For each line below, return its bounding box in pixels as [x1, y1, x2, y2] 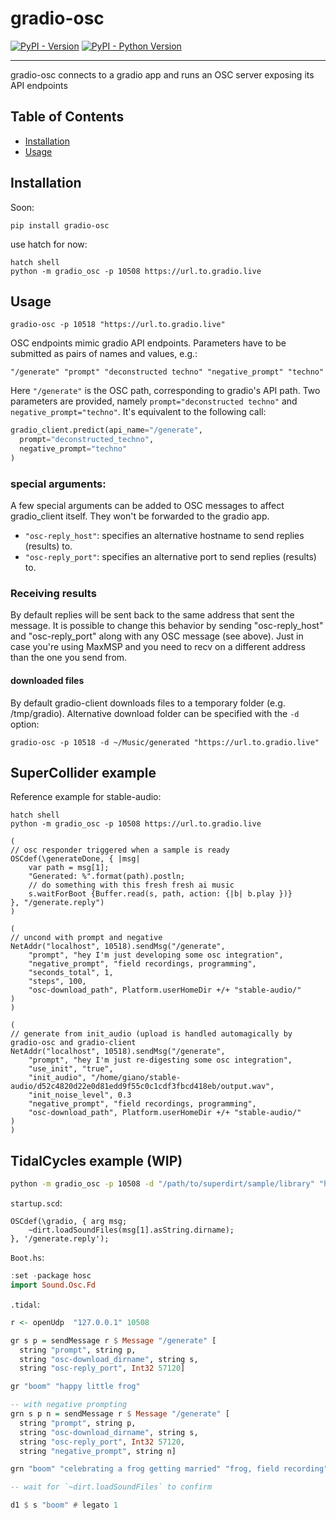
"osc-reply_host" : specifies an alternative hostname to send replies [24, 530, 305, 542]
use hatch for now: [10, 238, 88, 250]
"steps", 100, [28, 977, 87, 987]
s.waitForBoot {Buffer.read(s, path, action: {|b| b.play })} [28, 889, 293, 899]
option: [10, 718, 40, 730]
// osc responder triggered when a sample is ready [10, 845, 230, 856]
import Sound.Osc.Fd [10, 1280, 97, 1291]
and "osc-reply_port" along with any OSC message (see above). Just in [10, 630, 304, 642]
